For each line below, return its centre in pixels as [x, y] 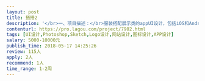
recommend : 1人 [25, 63]
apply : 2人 [20, 57]
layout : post [23, 12]
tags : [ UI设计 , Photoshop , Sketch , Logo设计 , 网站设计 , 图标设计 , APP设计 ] [90, 35]
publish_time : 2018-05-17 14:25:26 [52, 46]
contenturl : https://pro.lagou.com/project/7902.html [76, 29]
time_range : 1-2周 [29, 69]
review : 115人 [24, 52]
